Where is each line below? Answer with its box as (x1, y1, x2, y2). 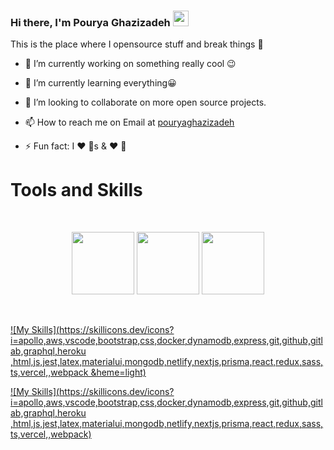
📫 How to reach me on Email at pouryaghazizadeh (24, 116, 235, 129)
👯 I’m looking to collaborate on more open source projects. (24, 96, 267, 109)
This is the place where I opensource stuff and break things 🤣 (10, 38, 264, 50)
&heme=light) (90, 366, 147, 379)
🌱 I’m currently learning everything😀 (24, 77, 177, 89)
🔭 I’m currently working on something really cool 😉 (24, 58, 237, 70)
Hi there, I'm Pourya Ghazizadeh (10, 15, 171, 29)
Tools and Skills (10, 179, 143, 202)
